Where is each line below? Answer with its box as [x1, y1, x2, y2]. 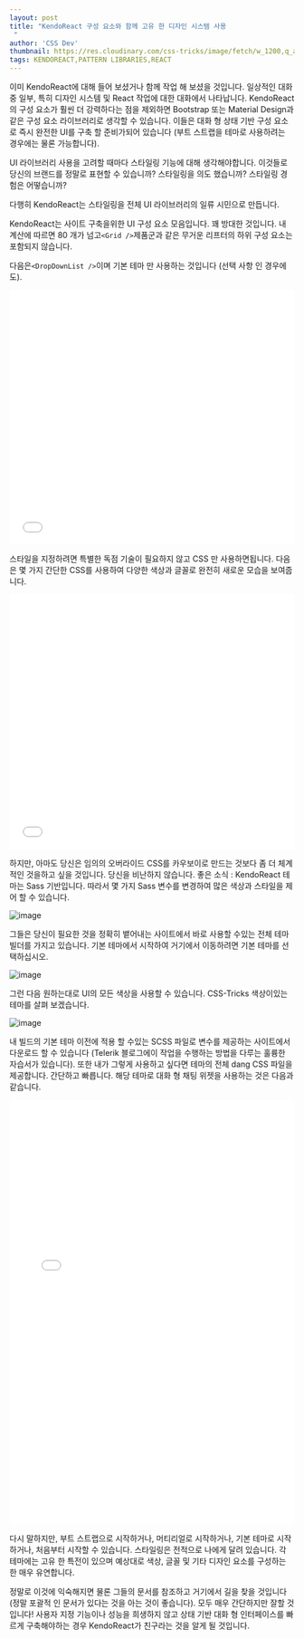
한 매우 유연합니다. [9, 1567, 75, 1577]
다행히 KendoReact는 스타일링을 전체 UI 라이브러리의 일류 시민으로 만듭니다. [9, 199, 280, 209]
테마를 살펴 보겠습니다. [9, 1000, 90, 1010]
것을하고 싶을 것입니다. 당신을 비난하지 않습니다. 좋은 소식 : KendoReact [25, 869, 281, 879]
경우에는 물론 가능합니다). [9, 138, 100, 149]
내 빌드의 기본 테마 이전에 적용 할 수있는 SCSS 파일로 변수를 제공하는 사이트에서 [9, 1036, 291, 1047]
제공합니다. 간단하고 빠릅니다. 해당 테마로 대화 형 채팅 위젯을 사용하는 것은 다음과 [9, 1070, 294, 1080]
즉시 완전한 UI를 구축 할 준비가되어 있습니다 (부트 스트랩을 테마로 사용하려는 [18, 127, 286, 137]
